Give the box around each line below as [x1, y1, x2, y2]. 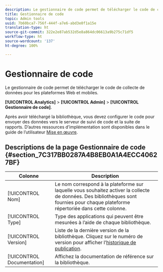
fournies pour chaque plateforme [55, 199, 130, 206]
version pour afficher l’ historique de [55, 239, 136, 246]
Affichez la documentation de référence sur [55, 253, 154, 260]
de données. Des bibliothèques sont [55, 193, 137, 200]
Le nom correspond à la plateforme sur [55, 181, 144, 187]
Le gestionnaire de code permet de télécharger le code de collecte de [5, 85, 145, 90]
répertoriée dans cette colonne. [55, 205, 127, 212]
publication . [55, 245, 81, 252]
